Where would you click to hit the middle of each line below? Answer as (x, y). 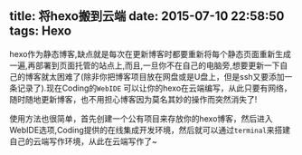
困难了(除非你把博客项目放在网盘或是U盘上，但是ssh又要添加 (170, 76)
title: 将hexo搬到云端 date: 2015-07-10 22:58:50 (147, 16)
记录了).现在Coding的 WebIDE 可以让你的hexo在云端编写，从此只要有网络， (154, 88)
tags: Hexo (41, 31)
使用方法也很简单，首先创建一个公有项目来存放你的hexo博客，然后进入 (141, 118)
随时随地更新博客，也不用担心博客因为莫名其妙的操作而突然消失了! (133, 99)
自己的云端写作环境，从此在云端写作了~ (84, 141)
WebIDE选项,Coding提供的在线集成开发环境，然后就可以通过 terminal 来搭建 (150, 130)
